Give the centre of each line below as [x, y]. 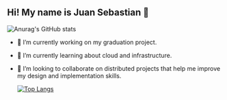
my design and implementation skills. [69, 76]
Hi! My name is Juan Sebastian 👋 [78, 13]
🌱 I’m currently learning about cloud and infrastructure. [94, 55]
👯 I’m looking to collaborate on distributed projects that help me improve [119, 68]
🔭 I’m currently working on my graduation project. [87, 42]
